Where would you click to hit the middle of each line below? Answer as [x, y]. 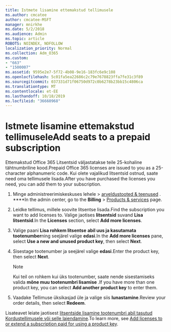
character [16, 173]
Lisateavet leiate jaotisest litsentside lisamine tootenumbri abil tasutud [79, 313]
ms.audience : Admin [26, 34]
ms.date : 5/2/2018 [25, 29]
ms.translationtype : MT [31, 86]
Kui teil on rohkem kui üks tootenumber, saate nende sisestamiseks [83, 277]
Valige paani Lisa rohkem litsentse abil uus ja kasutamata [74, 230]
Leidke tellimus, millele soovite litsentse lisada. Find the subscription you [89, 210]
